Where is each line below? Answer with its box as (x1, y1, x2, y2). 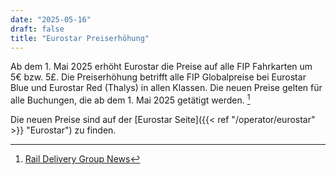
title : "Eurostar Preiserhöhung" (10, 33, 150, 43)
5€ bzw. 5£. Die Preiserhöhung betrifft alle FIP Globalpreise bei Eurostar (10, 71, 307, 83)
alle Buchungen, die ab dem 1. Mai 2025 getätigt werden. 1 (10, 92, 251, 106)
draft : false (10, 24, 65, 34)
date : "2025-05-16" (10, 14, 92, 25)
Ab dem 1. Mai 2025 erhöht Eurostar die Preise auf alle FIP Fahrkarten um (10, 61, 313, 73)
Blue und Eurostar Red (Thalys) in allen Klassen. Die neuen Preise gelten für (10, 82, 323, 94)
